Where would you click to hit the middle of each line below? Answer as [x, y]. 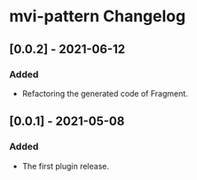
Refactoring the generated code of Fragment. [105, 93]
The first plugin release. [65, 166]
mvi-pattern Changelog [98, 16]
